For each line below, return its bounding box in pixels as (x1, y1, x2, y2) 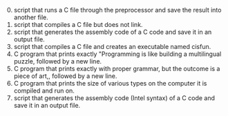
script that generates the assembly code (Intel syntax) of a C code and (13, 94, 216, 102)
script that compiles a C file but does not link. (13, 21, 143, 28)
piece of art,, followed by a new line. (13, 72, 117, 80)
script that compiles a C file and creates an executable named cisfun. (13, 43, 211, 50)
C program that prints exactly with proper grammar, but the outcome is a (13, 65, 220, 72)
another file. (13, 13, 48, 21)
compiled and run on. (13, 86, 75, 95)
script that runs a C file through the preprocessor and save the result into (13, 6, 222, 14)
